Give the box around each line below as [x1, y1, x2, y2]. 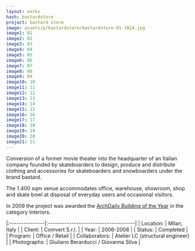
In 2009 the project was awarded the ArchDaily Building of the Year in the [6, 202, 184, 209]
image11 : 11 [6, 85, 35, 90]
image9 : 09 [6, 74, 33, 79]
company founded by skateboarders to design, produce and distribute [6, 161, 176, 168]
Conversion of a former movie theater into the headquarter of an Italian [6, 155, 177, 162]
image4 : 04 [6, 47, 33, 53]
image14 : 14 [6, 100, 35, 107]
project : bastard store [6, 19, 64, 25]
